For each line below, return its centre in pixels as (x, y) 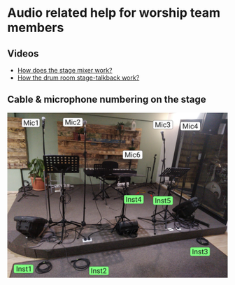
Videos (23, 53)
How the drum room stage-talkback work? (78, 78)
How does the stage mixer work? (65, 70)
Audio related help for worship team (114, 13)
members (36, 28)
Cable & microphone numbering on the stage (107, 100)
